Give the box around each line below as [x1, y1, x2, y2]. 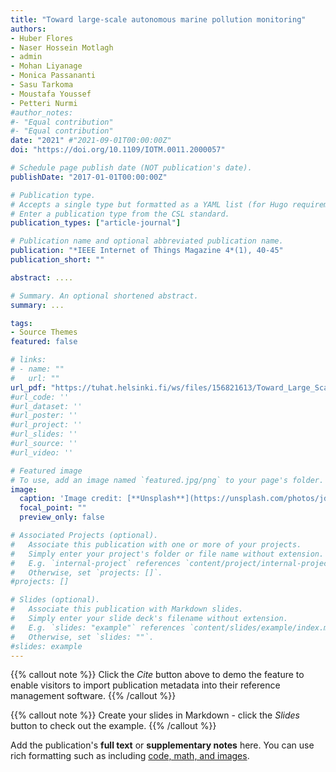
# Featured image [10, 466, 83, 476]
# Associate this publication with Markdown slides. [10, 604, 244, 615]
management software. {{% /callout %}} [10, 690, 177, 702]
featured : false [10, 337, 78, 347]
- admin [10, 52, 43, 62]
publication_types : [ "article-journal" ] [10, 218, 182, 228]
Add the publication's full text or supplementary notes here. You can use [10, 739, 315, 751]
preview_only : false [19, 512, 105, 523]
